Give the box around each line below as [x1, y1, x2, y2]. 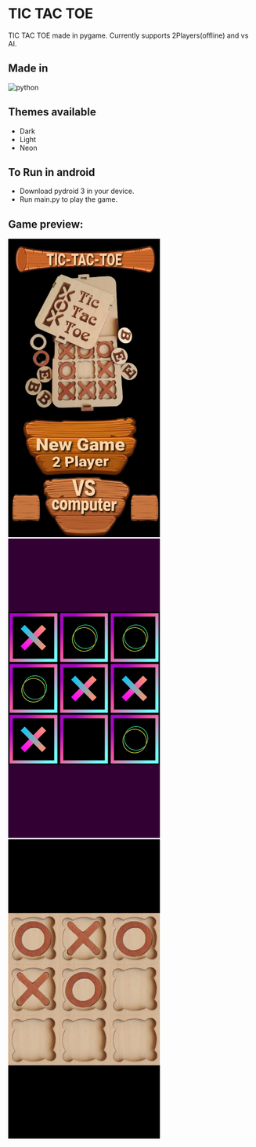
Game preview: [8, 217, 84, 231]
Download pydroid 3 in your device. [19, 186, 135, 196]
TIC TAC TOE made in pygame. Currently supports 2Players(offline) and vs [8, 31, 249, 40]
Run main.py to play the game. [19, 195, 118, 204]
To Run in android [8, 166, 96, 179]
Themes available [8, 105, 96, 119]
